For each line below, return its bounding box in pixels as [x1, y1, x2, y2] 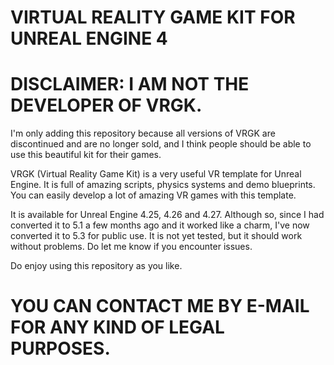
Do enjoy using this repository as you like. [10, 260, 183, 272]
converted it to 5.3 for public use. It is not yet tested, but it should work [10, 230, 303, 242]
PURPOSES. [10, 337, 111, 360]
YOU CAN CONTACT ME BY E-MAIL [10, 295, 310, 318]
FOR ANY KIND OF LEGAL [10, 316, 225, 339]
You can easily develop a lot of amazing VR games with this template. [10, 189, 297, 201]
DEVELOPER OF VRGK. [10, 94, 203, 117]
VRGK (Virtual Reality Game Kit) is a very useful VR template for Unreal [10, 168, 302, 180]
